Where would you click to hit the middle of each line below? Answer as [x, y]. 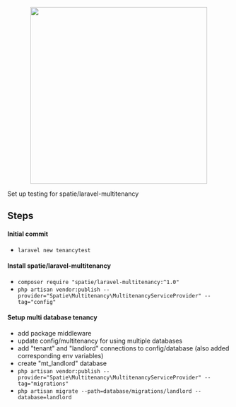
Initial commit [28, 234]
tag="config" [37, 302]
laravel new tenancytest [54, 250]
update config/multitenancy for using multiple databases [100, 341]
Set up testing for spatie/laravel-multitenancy [73, 194]
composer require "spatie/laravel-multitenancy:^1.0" [98, 282]
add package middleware [54, 333]
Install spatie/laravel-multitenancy [59, 266]
